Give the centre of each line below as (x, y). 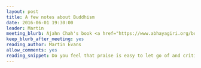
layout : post (22, 12)
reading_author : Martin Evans (44, 45)
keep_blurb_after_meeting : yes (45, 39)
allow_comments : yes (32, 50)
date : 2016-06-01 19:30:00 (40, 22)
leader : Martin (25, 28)
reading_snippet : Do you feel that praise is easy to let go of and (93, 56)
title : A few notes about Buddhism (51, 17)
